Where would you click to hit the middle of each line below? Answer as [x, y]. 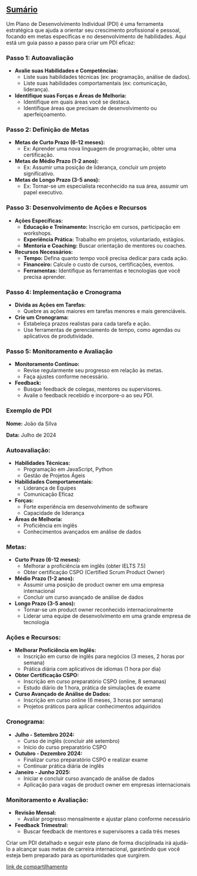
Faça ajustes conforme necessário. [66, 377]
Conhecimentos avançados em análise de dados [82, 531]
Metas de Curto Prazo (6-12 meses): [60, 142]
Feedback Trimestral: [41, 825]
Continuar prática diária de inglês [64, 766]
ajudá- [181, 843]
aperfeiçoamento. [45, 115]
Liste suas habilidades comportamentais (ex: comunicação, [95, 83]
